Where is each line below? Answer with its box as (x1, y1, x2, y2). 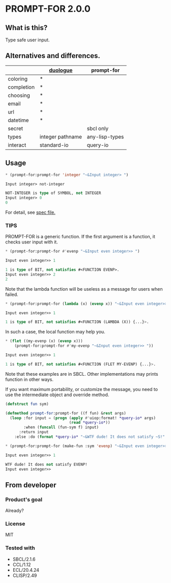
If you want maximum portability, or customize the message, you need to (5, 386, 158, 392)
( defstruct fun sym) (5, 401, 49, 406)
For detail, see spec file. (5, 209, 56, 215)
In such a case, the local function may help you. (5, 329, 105, 335)
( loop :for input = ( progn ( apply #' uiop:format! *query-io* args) (10, 415, 156, 421)
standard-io (39, 141, 69, 148)
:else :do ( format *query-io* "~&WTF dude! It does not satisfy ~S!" (14, 434, 165, 439)
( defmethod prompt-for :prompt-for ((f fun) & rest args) (5, 410, 126, 415)
